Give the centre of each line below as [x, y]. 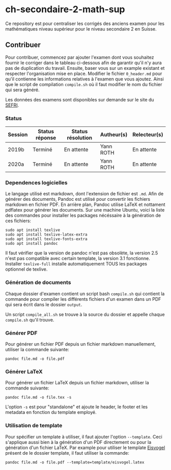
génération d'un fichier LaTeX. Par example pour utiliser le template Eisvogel [85, 448]
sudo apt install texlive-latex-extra [46, 235]
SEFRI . [12, 105]
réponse [46, 138]
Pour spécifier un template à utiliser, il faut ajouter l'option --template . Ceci [84, 436]
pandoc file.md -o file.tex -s [38, 398]
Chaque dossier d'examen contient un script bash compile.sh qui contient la [85, 294]
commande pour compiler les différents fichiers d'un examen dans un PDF [83, 299]
